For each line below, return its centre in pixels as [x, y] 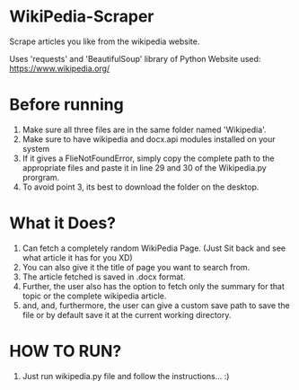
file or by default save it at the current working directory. [127, 315]
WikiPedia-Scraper [82, 17]
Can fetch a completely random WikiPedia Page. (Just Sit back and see [154, 248]
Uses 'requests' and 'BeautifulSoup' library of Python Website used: [135, 58]
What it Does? [63, 223]
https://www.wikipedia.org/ [60, 68]
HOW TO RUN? [66, 351]
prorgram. [41, 177]
